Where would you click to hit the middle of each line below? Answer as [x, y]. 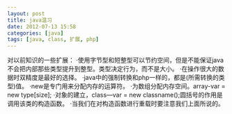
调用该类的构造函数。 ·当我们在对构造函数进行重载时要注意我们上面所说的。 [116, 104]
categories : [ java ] [36, 33]
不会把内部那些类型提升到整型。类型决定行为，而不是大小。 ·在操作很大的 [113, 69]
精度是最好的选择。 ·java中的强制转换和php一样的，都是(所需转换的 [122, 78]
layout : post [26, 14]
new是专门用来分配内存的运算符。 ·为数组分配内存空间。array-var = [128, 86]
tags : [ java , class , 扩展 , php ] [53, 40]
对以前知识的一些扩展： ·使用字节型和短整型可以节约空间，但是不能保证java [116, 60]
